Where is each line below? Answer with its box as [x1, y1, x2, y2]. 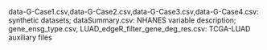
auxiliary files [8, 32, 52, 42]
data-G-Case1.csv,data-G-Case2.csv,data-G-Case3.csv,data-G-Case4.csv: [8, 7, 259, 16]
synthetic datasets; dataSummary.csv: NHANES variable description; [8, 15, 236, 25]
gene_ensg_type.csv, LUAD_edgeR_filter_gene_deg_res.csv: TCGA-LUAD [8, 24, 251, 33]
